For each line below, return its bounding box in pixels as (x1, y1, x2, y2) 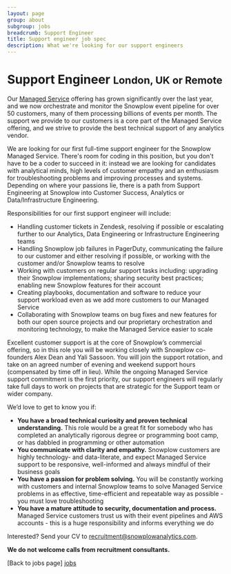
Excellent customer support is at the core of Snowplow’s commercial (7, 338, 202, 347)
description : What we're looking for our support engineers (7, 42, 184, 49)
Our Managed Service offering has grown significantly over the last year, (7, 94, 214, 103)
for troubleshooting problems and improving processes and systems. (7, 174, 203, 182)
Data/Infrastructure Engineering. (7, 196, 99, 204)
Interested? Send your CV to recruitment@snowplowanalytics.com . (7, 532, 198, 540)
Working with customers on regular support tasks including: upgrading (17, 266, 219, 274)
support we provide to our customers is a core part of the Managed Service (7, 116, 222, 125)
